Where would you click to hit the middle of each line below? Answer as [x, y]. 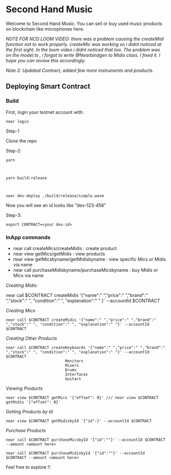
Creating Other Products [32, 338]
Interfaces [76, 374]
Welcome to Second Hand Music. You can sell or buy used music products [84, 23]
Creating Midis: [22, 285]
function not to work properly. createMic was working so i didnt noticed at [84, 44]
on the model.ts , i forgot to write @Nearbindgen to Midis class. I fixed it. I [83, 55]
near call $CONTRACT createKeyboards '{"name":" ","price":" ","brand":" [86, 347]
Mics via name [28, 275]
